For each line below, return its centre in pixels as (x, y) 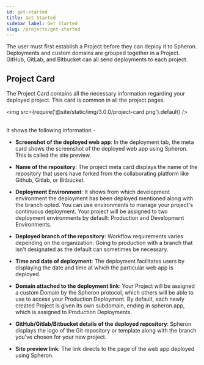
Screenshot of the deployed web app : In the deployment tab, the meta (104, 142)
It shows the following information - (51, 130)
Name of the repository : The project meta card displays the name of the (106, 167)
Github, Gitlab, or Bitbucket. (50, 180)
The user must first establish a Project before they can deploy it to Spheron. (102, 47)
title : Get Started (31, 18)
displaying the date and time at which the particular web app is (94, 268)
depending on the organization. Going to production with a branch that (104, 243)
